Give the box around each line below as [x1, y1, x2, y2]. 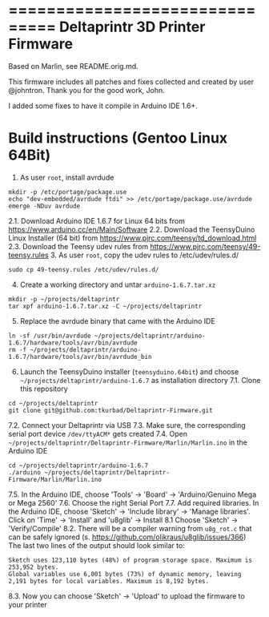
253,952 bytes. [8, 563, 59, 571]
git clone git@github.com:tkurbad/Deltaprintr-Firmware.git [8, 406, 214, 414]
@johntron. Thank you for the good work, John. [8, 85, 166, 95]
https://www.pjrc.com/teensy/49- [150, 241, 261, 251]
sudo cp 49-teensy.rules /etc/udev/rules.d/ [8, 265, 159, 273]
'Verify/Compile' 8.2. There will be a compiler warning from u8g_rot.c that [8, 523, 252, 533]
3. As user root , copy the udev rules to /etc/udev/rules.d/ [50, 250, 239, 260]
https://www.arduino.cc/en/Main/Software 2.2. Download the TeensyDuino [8, 224, 255, 234]
